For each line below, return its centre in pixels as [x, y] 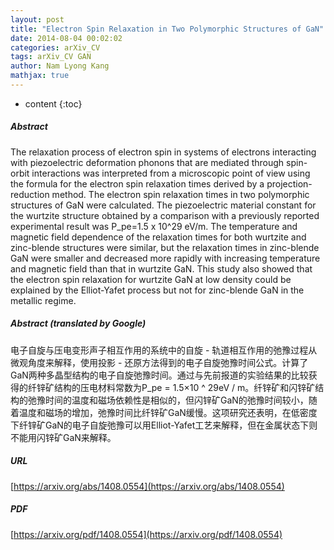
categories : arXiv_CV [55, 47]
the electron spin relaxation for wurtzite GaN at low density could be [151, 279]
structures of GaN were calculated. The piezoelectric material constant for [163, 205]
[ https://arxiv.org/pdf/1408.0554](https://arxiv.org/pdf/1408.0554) [146, 534]
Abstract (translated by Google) [78, 323]
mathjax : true [40, 76]
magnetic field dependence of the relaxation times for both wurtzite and [158, 237]
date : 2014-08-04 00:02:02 [66, 38]
